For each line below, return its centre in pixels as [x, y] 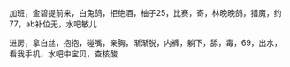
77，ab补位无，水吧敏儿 [53, 24]
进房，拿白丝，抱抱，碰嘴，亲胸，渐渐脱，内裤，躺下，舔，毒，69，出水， [146, 43]
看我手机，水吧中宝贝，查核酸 [63, 54]
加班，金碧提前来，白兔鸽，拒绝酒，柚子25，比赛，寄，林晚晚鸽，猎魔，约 [145, 13]
